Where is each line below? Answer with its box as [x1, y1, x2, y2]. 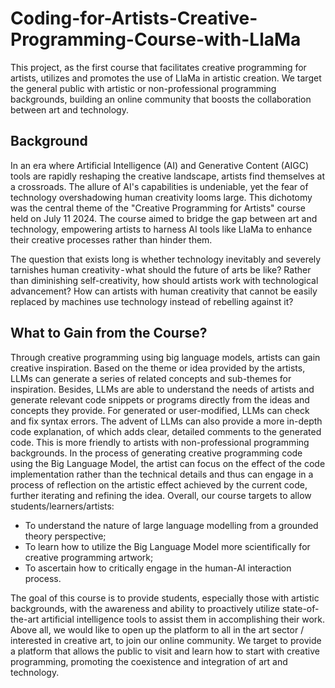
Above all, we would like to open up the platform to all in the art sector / [10, 623, 305, 636]
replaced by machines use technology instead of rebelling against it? [10, 295, 294, 307]
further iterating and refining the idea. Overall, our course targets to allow [10, 489, 312, 501]
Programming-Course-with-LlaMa [10, 28, 302, 51]
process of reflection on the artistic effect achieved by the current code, [10, 478, 308, 491]
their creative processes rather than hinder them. [10, 233, 213, 246]
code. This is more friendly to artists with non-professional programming [10, 436, 310, 448]
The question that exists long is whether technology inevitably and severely [10, 253, 322, 265]
